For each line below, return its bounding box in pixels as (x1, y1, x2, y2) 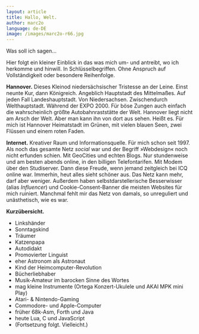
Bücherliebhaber (14, 270, 56, 278)
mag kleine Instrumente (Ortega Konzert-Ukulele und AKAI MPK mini (14, 283, 184, 290)
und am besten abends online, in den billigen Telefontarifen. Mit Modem (6, 158, 183, 166)
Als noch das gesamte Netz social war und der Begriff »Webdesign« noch (6, 146, 188, 153)
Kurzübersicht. (6, 208, 45, 215)
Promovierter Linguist (14, 252, 69, 259)
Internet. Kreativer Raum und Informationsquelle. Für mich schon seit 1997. (6, 139, 191, 146)
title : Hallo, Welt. (6, 14, 58, 20)
